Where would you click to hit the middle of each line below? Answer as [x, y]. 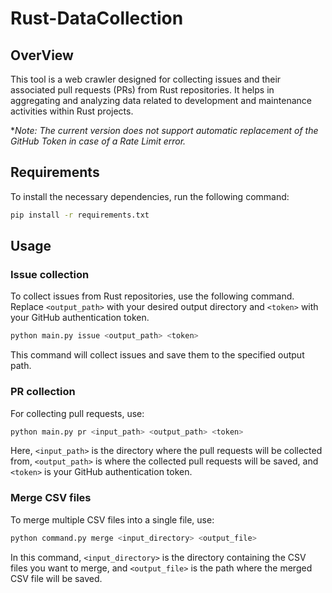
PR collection [43, 392]
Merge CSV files [51, 498]
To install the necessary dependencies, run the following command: [150, 196]
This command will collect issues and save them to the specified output [157, 355]
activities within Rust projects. [72, 111]
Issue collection [50, 274]
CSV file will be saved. [56, 578]
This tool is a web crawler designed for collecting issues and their [146, 79]
